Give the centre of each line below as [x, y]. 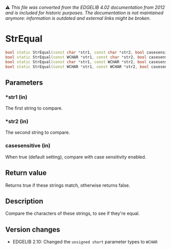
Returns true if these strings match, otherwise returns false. [68, 185]
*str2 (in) [17, 121]
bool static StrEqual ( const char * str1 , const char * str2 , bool [75, 52]
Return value [26, 173]
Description [24, 201]
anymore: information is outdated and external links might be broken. [78, 18]
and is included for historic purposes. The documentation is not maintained [84, 13]
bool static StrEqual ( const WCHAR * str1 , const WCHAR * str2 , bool [77, 67]
